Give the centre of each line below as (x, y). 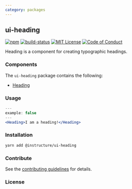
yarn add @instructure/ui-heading (41, 145)
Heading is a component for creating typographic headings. (66, 52)
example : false (21, 113)
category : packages (25, 10)
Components (21, 64)
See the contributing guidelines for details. (49, 169)
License (15, 182)
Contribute (19, 158)
